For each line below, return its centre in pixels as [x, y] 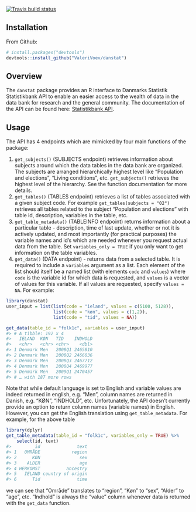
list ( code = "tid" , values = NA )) [95, 317]
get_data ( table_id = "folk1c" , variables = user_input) [75, 328]
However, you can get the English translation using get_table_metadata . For [97, 413]
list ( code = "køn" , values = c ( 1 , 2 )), [100, 312]
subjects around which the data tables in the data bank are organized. [99, 166]
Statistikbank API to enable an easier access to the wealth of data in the [93, 96]
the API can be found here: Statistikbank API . [60, 109]
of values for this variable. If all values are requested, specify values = [99, 284]
